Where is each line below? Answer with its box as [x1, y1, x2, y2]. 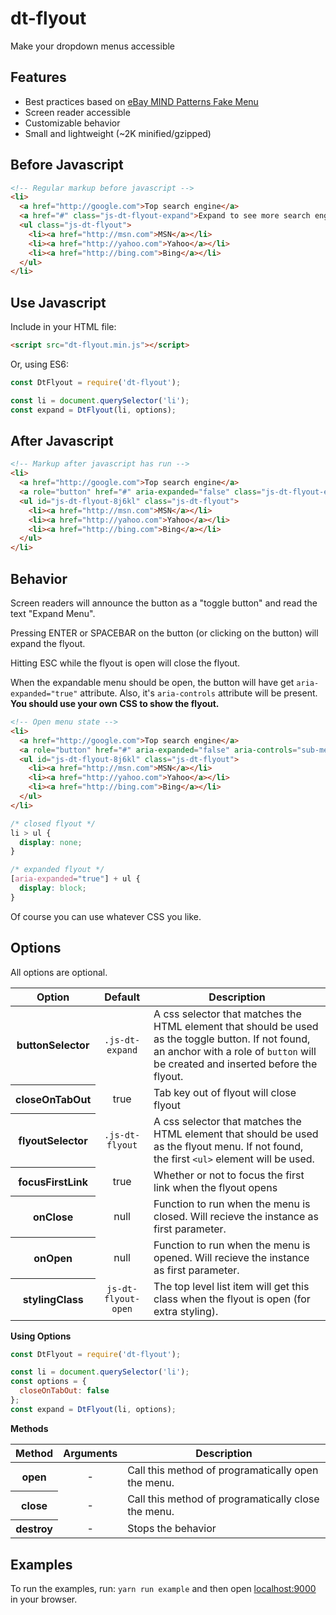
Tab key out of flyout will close [153, 1085, 297, 1099]
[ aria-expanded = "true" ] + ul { [10, 874, 141, 884]
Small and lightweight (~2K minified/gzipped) [24, 127, 212, 139]
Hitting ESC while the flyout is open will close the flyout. [10, 657, 241, 669]
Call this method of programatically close [127, 1492, 320, 1506]
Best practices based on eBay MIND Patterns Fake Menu [24, 95, 259, 107]
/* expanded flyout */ [10, 865, 105, 875]
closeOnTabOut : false [19, 1386, 110, 1396]
